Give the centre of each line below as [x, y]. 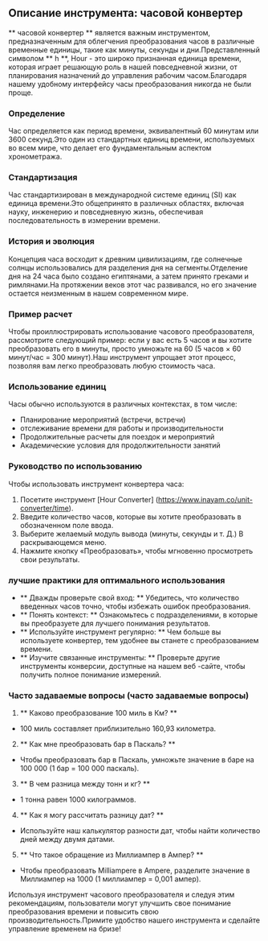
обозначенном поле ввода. [67, 525]
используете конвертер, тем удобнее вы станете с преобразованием [139, 640]
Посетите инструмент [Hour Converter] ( [89, 499]
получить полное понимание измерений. [91, 675]
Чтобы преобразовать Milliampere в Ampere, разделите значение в [135, 871]
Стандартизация [43, 178]
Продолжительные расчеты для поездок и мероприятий [117, 437]
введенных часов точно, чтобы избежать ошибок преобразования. [135, 606]
